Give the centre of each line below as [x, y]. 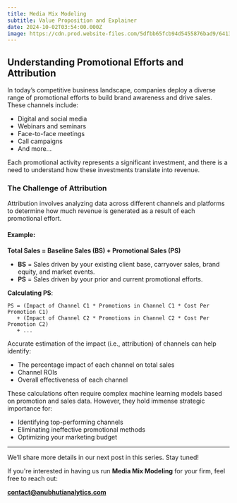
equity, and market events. [56, 272]
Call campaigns [40, 141]
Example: [22, 234]
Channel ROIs [37, 372]
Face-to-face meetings [51, 134]
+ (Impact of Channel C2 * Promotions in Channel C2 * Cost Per [113, 318]
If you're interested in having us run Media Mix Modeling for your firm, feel [116, 471]
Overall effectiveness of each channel [73, 380]
